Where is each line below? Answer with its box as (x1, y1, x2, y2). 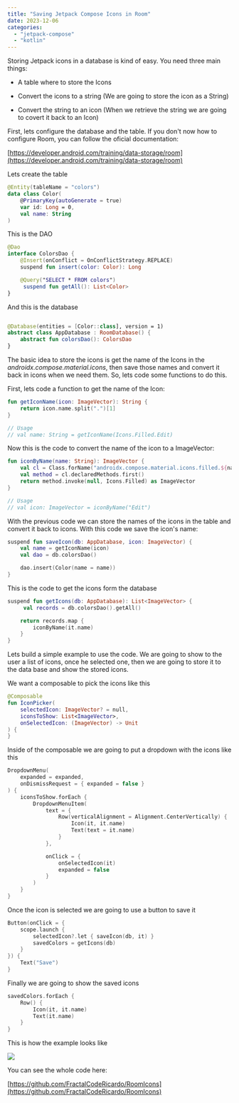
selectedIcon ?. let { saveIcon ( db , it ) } (33, 932, 154, 940)
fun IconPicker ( (7, 700, 55, 707)
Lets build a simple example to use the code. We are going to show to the (7, 650, 223, 659)
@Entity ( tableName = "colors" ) (7, 183, 100, 191)
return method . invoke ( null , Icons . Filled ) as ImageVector (20, 478, 196, 485)
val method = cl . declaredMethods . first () (20, 471, 144, 478)
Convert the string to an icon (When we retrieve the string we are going (17, 106, 227, 114)
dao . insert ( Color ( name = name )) (20, 565, 116, 572)
